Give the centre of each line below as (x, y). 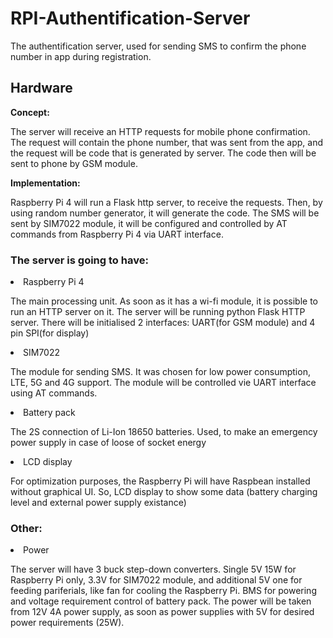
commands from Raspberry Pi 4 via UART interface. (117, 234)
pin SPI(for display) (50, 333)
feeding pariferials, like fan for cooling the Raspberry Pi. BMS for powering (163, 591)
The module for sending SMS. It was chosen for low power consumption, (160, 372)
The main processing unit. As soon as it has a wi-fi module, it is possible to (164, 301)
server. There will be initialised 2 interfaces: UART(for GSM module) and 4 (163, 323)
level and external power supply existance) (98, 503)
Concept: (30, 112)
